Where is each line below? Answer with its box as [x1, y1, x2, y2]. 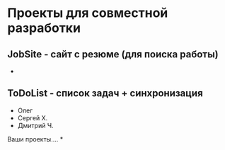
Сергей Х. [17, 113, 48, 122]
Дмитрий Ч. [17, 121, 54, 129]
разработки [7, 20, 81, 36]
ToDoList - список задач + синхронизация [7, 87, 203, 100]
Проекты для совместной [7, 5, 168, 21]
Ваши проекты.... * [7, 134, 64, 143]
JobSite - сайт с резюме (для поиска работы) [7, 48, 219, 60]
